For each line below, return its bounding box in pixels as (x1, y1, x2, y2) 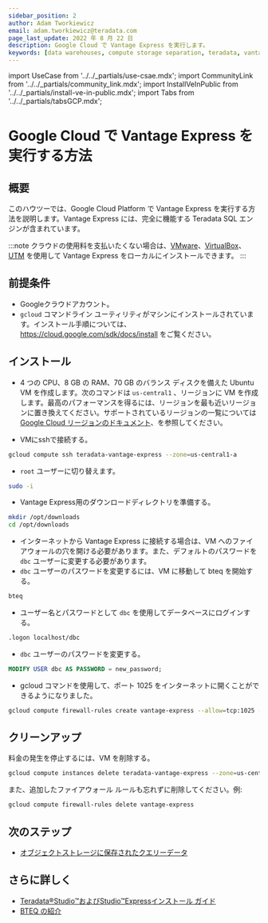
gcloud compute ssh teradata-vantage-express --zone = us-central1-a (8, 450, 238, 458)
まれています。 (35, 224, 85, 233)
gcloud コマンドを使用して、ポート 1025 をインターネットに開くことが (19, 681, 253, 690)
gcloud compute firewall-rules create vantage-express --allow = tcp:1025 (8, 706, 255, 714)
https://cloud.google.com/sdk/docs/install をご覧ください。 (19, 329, 216, 338)
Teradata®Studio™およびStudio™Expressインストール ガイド (19, 896, 217, 905)
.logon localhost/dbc (8, 633, 81, 641)
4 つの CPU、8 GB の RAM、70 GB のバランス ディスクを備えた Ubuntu (19, 378, 254, 387)
